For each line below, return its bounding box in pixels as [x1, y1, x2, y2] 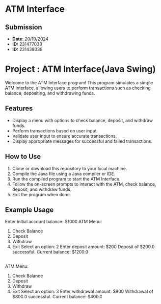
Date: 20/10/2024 [12, 36, 49, 42]
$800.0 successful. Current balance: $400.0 [12, 293, 103, 300]
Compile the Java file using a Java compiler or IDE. [12, 171, 115, 177]
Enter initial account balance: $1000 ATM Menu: [5, 219, 102, 225]
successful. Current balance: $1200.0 [12, 249, 88, 255]
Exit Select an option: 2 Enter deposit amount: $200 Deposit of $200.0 [12, 244, 155, 250]
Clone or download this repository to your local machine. [12, 165, 127, 171]
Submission [5, 23, 43, 31]
